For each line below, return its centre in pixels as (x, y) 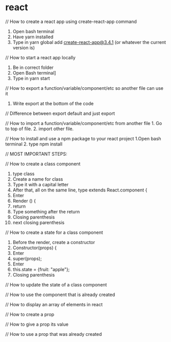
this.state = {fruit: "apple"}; (41, 269)
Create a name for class (38, 179)
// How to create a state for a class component (54, 232)
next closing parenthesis (39, 222)
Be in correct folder (33, 67)
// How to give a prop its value (37, 324)
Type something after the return (46, 211)
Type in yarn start (31, 78)
